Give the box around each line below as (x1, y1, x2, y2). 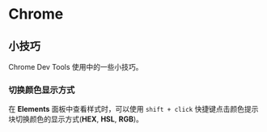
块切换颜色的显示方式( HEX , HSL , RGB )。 (8, 114, 144, 124)
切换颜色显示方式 (8, 84, 75, 96)
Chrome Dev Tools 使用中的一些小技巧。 (8, 62, 143, 71)
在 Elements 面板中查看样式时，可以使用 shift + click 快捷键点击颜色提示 (8, 104, 259, 114)
